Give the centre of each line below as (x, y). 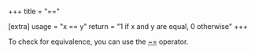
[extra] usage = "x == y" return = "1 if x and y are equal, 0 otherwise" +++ (128, 26)
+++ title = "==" (34, 11)
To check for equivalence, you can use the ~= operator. (98, 41)
